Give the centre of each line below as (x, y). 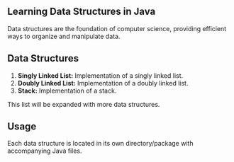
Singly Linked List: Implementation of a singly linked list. (100, 75)
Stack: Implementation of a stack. (67, 91)
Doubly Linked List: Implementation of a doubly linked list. (103, 83)
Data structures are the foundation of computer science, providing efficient (117, 28)
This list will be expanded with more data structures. (84, 104)
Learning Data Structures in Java (82, 12)
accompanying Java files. (45, 151)
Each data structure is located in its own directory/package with (100, 144)
